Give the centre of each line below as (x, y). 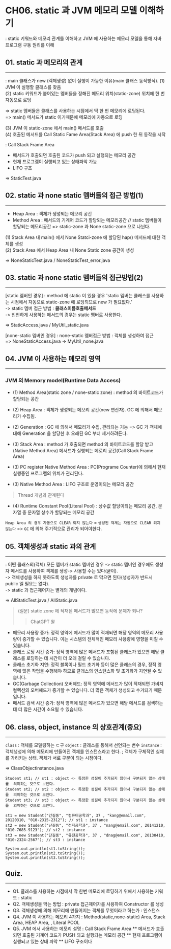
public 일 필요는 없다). (27, 584)
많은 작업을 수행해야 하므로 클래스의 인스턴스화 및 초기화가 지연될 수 (89, 671)
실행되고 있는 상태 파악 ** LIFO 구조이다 (52, 941)
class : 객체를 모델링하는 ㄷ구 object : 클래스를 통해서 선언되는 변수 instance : (83, 745)
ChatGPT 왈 (42, 622)
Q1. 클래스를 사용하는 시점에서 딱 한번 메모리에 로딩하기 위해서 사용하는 (83, 891)
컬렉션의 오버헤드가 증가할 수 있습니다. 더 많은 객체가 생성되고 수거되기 (82, 690)
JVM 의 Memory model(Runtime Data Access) (63, 381)
